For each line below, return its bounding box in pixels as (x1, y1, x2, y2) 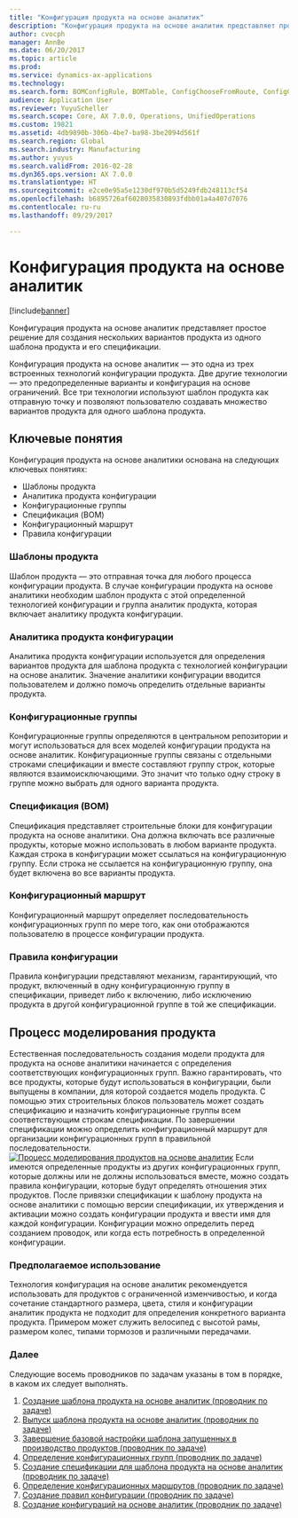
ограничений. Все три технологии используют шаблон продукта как (9, 387, 269, 397)
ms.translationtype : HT (9, 178, 98, 187)
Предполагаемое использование (9, 1259, 161, 1271)
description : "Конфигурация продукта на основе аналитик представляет (9, 21, 276, 30)
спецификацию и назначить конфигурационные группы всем (9, 1105, 241, 1115)
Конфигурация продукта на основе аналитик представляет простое (9, 322, 267, 333)
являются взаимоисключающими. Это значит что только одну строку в (9, 768, 281, 779)
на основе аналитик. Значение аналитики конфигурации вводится (9, 669, 262, 680)
